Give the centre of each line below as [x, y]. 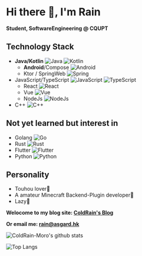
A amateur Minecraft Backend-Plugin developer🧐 [74, 195]
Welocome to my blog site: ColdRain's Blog [60, 213]
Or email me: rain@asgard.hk [43, 224]
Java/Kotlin [29, 61]
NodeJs [33, 98]
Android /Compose [46, 67]
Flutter [23, 150]
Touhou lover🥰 [32, 189]
